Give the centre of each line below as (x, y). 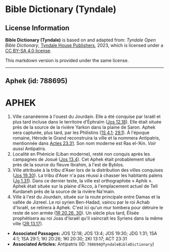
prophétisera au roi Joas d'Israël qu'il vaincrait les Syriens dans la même (88, 218)
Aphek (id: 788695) (36, 81)
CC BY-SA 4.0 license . (28, 51)
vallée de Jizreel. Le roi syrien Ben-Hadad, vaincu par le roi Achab (81, 202)
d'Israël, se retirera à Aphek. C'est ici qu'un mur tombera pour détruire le (88, 208)
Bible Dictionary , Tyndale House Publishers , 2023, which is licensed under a (84, 45)
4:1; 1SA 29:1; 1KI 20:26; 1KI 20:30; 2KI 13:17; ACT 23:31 (70, 239)
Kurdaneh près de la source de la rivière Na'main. (64, 192)
